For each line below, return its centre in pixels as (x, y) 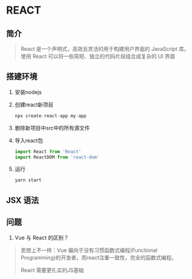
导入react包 (29, 140)
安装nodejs (28, 92)
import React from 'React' (48, 151)
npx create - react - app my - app (51, 116)
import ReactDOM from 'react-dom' (57, 157)
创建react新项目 (34, 105)
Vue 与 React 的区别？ (42, 238)
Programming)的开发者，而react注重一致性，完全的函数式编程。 (99, 257)
